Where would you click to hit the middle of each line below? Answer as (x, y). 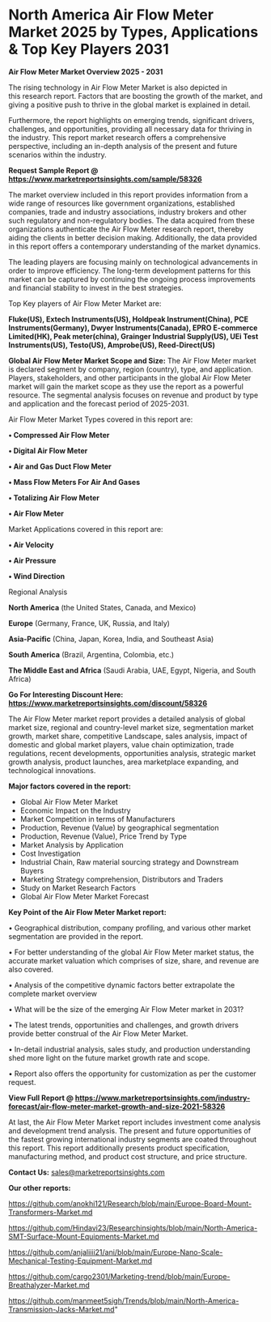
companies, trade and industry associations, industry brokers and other (127, 211)
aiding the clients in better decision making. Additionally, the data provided (133, 237)
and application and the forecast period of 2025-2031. (99, 403)
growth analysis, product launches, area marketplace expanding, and (123, 762)
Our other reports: (40, 1188)
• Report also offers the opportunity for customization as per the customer (132, 1073)
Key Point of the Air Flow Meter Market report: (88, 912)
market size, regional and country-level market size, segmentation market (131, 727)
